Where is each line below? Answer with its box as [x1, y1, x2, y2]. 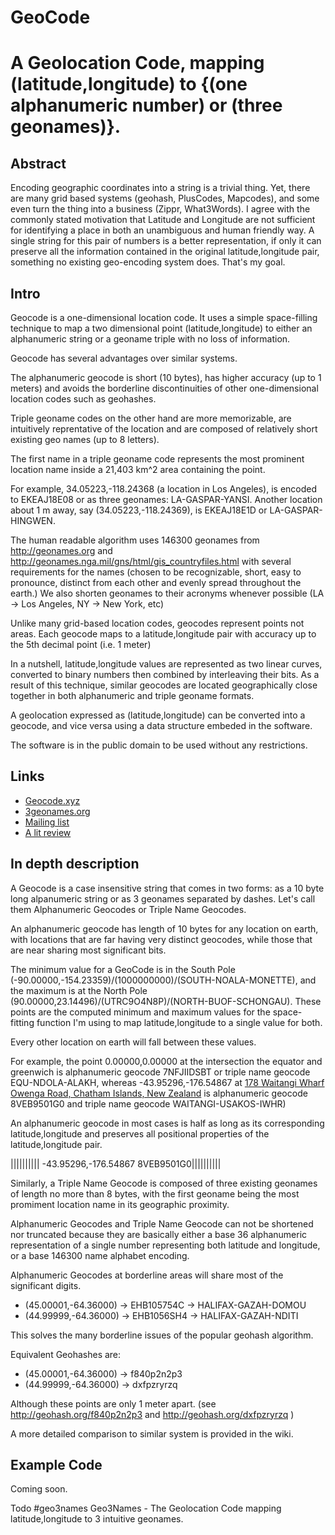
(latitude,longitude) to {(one [10, 73, 248, 96]
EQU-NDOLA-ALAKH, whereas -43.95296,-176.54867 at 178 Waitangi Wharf [10, 1076, 325, 1088]
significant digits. [10, 1279, 82, 1291]
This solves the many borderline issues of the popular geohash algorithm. [10, 1329, 314, 1341]
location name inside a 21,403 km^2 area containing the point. [10, 464, 266, 475]
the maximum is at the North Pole [10, 984, 148, 996]
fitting [10, 1016, 35, 1028]
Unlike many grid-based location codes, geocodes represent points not [10, 617, 305, 629]
